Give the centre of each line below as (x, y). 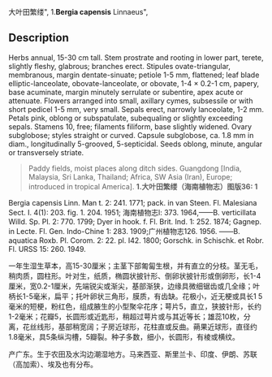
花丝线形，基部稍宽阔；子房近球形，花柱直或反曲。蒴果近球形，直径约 (140, 327)
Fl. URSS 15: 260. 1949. (47, 249)
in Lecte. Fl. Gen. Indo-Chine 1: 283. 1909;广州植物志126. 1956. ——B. (125, 231)
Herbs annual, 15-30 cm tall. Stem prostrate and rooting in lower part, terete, (136, 57)
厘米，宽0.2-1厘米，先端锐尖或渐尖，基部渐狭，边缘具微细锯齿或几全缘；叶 (134, 286)
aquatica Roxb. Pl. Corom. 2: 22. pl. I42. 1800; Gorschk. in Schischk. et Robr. (136, 240)
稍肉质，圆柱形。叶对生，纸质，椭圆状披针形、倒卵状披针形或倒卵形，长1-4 (135, 275)
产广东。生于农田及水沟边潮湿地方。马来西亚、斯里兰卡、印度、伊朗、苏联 (133, 354)
